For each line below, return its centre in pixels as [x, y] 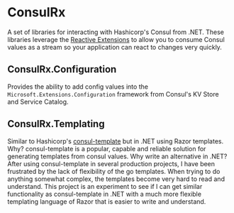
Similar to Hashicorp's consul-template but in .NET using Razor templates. [116, 141]
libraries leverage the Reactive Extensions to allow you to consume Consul [116, 39]
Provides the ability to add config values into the [78, 87]
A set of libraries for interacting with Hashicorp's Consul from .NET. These [116, 32]
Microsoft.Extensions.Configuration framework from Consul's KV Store [113, 94]
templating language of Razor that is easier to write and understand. [107, 201]
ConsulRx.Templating [56, 124]
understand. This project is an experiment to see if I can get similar [105, 186]
